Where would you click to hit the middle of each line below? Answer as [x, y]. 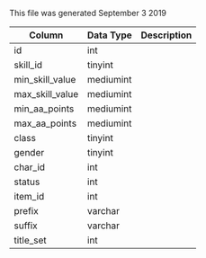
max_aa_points [45, 123]
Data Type [109, 35]
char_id [30, 167]
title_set [30, 240]
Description [166, 35]
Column [46, 35]
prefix [26, 211]
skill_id [28, 65]
